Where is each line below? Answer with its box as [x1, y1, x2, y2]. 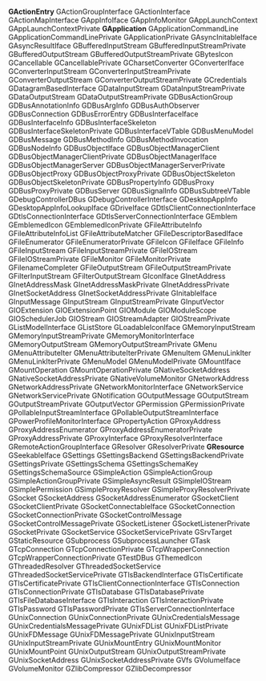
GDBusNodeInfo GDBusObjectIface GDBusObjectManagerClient [8, 144, 220, 153]
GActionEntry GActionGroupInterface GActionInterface [8, 7, 191, 16]
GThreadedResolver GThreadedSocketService [8, 561, 162, 571]
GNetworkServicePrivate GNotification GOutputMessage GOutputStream [8, 391, 249, 400]
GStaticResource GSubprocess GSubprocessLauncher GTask [8, 536, 211, 545]
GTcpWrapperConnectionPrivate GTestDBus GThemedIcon [8, 553, 203, 562]
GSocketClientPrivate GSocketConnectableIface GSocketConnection [8, 502, 236, 511]
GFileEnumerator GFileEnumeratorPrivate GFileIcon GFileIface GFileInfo [8, 237, 244, 247]
